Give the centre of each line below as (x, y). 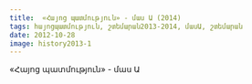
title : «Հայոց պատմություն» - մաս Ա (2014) (95, 18)
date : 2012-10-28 (42, 35)
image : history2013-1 (51, 43)
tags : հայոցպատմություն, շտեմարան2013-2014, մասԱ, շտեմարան (126, 26)
